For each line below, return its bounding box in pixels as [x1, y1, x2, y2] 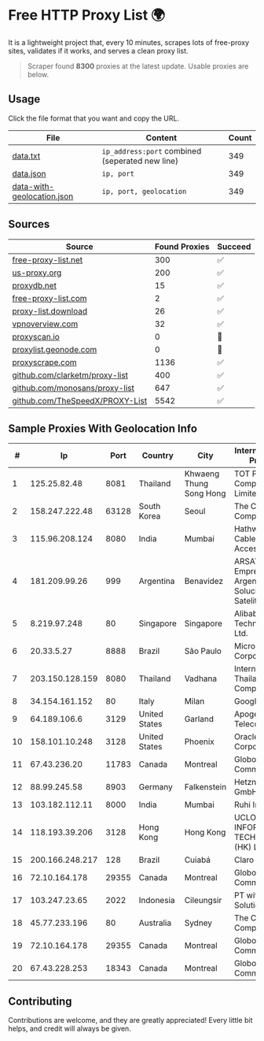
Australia [138, 917, 171, 928]
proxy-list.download [12, 305, 88, 316]
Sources [8, 217, 50, 231]
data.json [12, 168, 46, 179]
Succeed [217, 241, 251, 252]
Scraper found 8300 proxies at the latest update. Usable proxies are [27, 61, 249, 71]
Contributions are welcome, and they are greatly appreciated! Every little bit [8, 1016, 253, 1025]
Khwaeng [184, 468, 220, 479]
